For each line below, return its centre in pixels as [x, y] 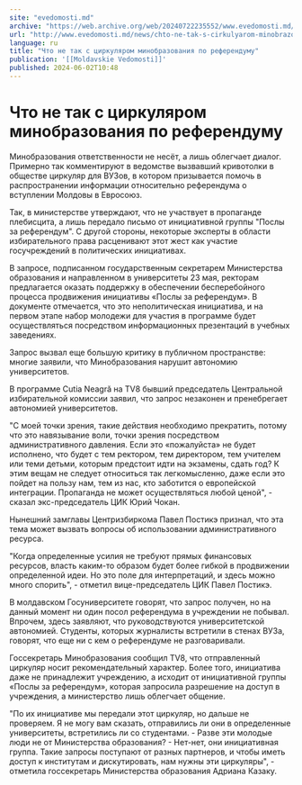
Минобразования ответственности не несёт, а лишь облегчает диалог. [145, 156]
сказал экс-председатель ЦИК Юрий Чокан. [95, 501]
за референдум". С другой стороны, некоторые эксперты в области [140, 231]
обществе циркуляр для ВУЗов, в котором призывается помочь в [136, 176]
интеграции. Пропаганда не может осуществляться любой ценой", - [141, 492]
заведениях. [33, 335]
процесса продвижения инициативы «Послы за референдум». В [133, 296]
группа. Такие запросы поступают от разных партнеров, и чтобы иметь [147, 752]
